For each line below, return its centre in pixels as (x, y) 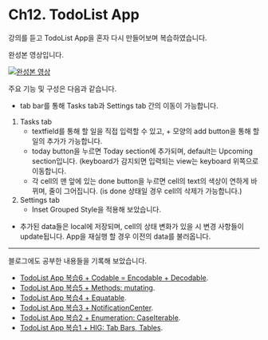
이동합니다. (49, 171)
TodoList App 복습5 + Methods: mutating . (87, 287)
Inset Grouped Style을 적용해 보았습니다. (97, 209)
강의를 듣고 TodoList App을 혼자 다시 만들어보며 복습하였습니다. (108, 38)
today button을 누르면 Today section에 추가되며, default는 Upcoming (142, 151)
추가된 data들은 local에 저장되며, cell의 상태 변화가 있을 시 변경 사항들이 (132, 226)
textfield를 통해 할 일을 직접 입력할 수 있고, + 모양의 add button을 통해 (141, 131)
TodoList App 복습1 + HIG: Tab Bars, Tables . (91, 327)
